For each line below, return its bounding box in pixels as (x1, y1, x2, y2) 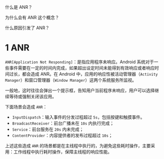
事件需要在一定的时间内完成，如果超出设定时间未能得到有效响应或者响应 (9, 65, 155, 71)
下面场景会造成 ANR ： (5, 104, 47, 109)
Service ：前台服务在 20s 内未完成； (12, 126, 84, 132)
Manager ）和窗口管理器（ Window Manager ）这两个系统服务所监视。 (5, 77, 137, 83)
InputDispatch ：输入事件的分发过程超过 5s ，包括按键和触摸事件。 (12, 114, 145, 120)
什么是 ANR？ (5, 4, 33, 10)
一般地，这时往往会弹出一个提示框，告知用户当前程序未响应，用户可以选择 (5, 87, 155, 93)
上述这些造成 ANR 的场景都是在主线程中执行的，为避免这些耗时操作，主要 (5, 142, 151, 148)
